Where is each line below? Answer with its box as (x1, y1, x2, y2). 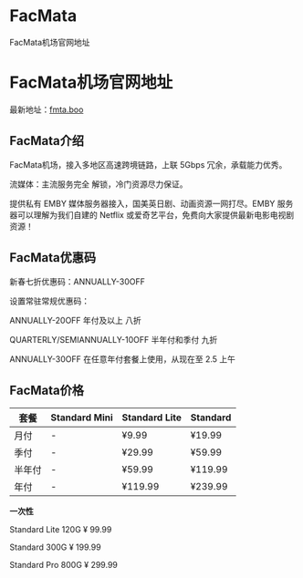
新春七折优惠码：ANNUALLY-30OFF (9, 275, 146, 287)
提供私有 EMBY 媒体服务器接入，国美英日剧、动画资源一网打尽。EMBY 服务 (9, 198, 294, 209)
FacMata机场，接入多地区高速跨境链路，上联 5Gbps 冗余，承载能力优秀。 (9, 159, 287, 170)
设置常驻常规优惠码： (9, 295, 89, 306)
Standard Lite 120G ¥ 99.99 (9, 524, 112, 535)
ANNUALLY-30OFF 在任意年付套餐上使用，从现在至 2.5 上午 (9, 353, 235, 365)
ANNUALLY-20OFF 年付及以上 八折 (9, 315, 141, 325)
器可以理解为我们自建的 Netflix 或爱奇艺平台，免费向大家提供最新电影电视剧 (9, 209, 295, 220)
